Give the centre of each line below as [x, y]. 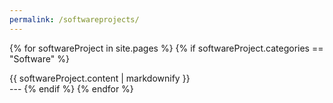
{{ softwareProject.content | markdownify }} [100, 78]
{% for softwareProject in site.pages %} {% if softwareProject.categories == [166, 48]
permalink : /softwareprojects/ [74, 19]
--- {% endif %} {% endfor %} [71, 88]
